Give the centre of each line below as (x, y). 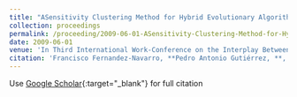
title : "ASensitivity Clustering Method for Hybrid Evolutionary (132, 17)
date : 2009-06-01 (41, 42)
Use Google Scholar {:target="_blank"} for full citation (106, 83)
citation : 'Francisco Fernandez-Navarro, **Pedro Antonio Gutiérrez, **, (148, 58)
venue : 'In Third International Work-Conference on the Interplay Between (150, 50)
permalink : (29, 34)
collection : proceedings (55, 26)
